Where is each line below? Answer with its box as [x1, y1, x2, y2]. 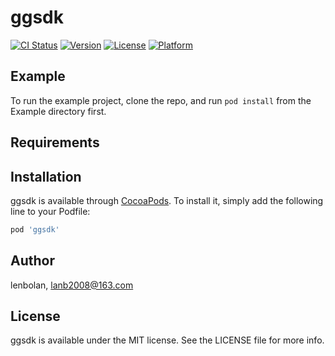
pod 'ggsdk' [10, 224, 60, 235]
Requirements [10, 134, 100, 151]
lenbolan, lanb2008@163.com [10, 279, 134, 291]
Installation [10, 168, 82, 185]
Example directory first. [10, 105, 107, 117]
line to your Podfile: [10, 205, 91, 217]
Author [10, 252, 55, 270]
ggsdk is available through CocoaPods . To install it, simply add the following [10, 194, 324, 206]
